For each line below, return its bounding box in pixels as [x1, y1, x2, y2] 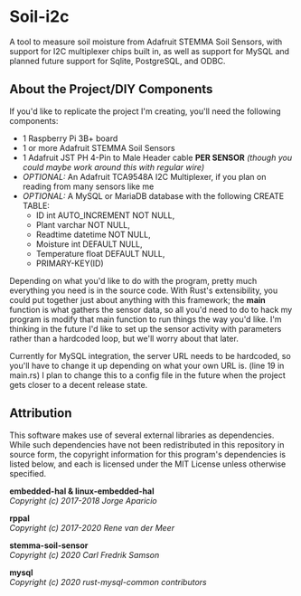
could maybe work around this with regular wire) [22, 161, 205, 173]
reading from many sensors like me [22, 181, 155, 192]
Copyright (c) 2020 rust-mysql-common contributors [9, 576, 207, 587]
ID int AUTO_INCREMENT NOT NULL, [35, 210, 175, 221]
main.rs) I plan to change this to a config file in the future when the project [9, 369, 287, 381]
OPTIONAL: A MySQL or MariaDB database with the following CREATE [22, 190, 285, 201]
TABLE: [22, 200, 50, 211]
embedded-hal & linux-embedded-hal [9, 486, 155, 497]
